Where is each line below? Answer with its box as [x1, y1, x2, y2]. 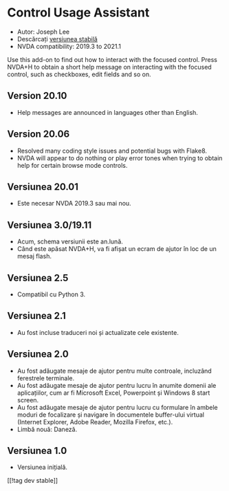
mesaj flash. [17, 252, 52, 261]
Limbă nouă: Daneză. [17, 425, 78, 433]
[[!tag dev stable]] [7, 477, 58, 485]
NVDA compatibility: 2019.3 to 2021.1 [17, 42, 122, 50]
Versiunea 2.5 [7, 272, 69, 283]
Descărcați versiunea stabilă [17, 34, 98, 43]
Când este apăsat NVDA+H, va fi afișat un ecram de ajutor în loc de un [17, 245, 217, 253]
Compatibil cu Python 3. [17, 290, 86, 298]
